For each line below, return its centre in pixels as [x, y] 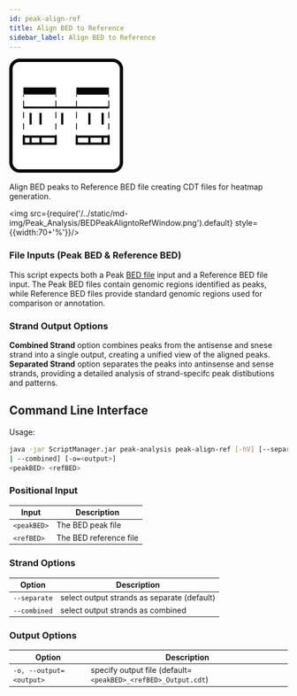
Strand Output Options [59, 326]
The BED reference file [97, 537]
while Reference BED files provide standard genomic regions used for [136, 293]
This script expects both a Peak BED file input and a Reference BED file [138, 275]
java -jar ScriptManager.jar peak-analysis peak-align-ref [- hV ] [132, 449]
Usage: [22, 432]
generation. [30, 197]
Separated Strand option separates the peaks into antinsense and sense [141, 364]
